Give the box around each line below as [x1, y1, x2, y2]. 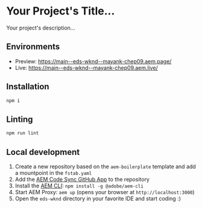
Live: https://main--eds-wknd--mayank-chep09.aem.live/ [14, 64, 158, 71]
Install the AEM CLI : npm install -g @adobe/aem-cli [14, 182, 144, 189]
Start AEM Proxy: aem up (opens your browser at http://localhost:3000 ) [14, 188, 195, 195]
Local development [6, 147, 80, 157]
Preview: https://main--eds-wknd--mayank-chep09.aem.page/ [14, 57, 172, 65]
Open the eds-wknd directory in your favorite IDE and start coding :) [14, 195, 181, 202]
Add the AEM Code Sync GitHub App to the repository [14, 175, 150, 183]
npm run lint [6, 130, 39, 136]
